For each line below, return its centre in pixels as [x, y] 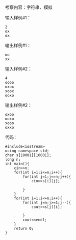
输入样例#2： [19, 69]
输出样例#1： [18, 45]
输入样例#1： [18, 18]
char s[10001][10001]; [28, 155]
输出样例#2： [19, 105]
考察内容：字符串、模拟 [29, 7]
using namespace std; [27, 151]
